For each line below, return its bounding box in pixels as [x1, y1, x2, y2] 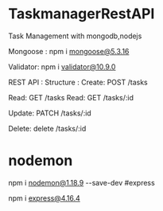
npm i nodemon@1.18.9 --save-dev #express [8, 178, 155, 187]
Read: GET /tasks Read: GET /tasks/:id [8, 92, 134, 102]
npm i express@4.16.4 [8, 193, 81, 203]
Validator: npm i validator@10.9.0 [8, 61, 116, 72]
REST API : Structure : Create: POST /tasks [8, 77, 149, 87]
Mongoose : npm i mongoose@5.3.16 [8, 46, 130, 56]
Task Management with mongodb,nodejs [8, 31, 142, 41]
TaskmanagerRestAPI [8, 5, 155, 23]
